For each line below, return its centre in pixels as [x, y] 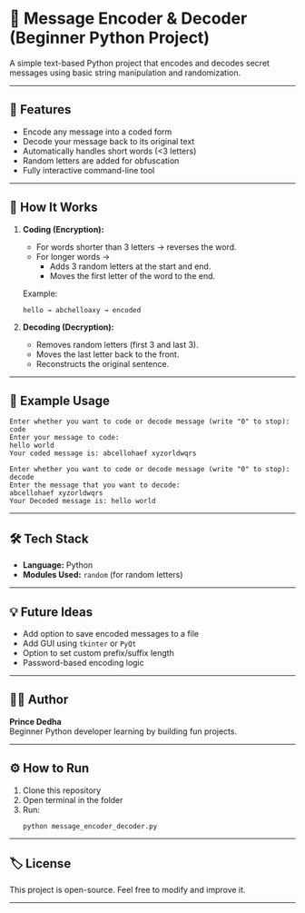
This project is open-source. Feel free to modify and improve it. [128, 890]
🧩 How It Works [54, 208]
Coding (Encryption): [63, 229]
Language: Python [58, 565]
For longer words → [73, 256]
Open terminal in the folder [73, 799]
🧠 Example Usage [60, 400]
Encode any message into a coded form [97, 132]
